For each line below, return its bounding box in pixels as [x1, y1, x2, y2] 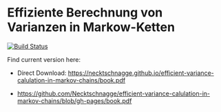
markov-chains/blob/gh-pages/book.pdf [17, 96, 132, 104]
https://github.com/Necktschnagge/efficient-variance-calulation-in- [17, 89, 210, 98]
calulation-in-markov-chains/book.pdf [17, 76, 126, 84]
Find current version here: [7, 55, 81, 63]
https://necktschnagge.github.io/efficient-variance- [67, 69, 215, 77]
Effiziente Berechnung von [7, 5, 163, 21]
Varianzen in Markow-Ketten [7, 19, 176, 35]
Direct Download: [17, 69, 67, 77]
